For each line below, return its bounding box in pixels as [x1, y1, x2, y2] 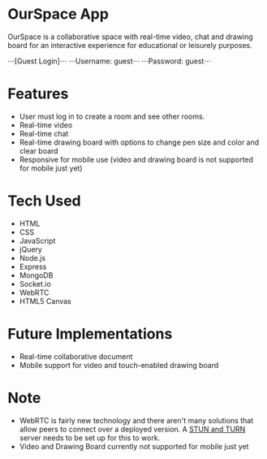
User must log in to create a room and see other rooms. [19, 111, 205, 121]
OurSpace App [7, 5, 109, 24]
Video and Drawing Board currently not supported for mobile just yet [19, 441, 249, 451]
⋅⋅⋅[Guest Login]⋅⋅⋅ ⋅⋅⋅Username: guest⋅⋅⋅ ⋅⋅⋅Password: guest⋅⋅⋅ [7, 56, 212, 66]
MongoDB [19, 270, 54, 280]
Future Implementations [7, 325, 173, 343]
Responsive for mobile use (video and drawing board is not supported [19, 154, 253, 164]
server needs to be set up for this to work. [19, 432, 161, 443]
